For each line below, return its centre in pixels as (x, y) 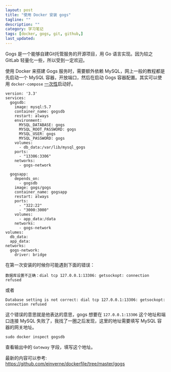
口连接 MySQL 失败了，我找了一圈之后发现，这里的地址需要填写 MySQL (81, 321)
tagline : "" (18, 19)
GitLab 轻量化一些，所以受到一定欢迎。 (46, 60)
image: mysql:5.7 (33, 107)
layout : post (19, 10)
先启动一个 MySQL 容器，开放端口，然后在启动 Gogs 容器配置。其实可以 (81, 77)
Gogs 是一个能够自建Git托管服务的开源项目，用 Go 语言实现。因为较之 (79, 54)
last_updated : (20, 39)
